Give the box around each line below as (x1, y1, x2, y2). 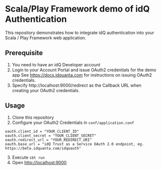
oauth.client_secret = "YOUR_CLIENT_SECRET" (5, 133, 97, 138)
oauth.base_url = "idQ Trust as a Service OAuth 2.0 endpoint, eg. (5, 141, 145, 146)
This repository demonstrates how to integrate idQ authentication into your (5, 30, 154, 35)
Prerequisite (5, 49, 43, 57)
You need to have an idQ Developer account (12, 62, 100, 67)
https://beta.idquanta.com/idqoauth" (5, 146, 81, 151)
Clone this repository (12, 114, 54, 120)
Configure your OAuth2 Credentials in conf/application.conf (12, 120, 134, 125)
